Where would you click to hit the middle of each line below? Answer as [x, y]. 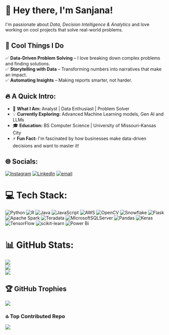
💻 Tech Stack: [36, 195]
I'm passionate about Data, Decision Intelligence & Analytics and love [77, 24]
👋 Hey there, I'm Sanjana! [59, 10]
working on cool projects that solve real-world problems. [64, 29]
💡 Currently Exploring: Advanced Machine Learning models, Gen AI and [88, 114]
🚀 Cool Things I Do [35, 46]
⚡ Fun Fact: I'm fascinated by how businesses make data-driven [79, 138]
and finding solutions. [28, 63]
